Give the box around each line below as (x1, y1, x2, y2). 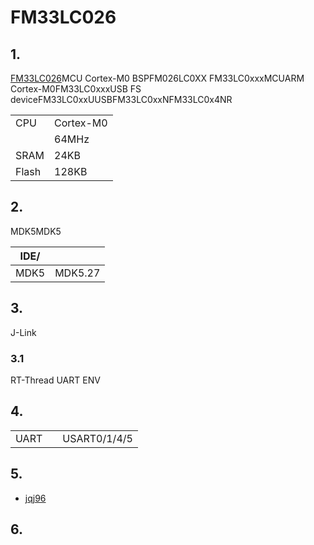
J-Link (10, 326, 37, 338)
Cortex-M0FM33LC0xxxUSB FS (10, 83, 142, 95)
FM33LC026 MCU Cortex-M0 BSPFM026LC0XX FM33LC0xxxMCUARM (10, 72, 305, 84)
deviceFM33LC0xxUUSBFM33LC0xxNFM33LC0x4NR (10, 94, 233, 105)
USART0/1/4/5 (62, 431, 133, 445)
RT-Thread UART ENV (10, 374, 101, 386)
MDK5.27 (54, 266, 101, 280)
